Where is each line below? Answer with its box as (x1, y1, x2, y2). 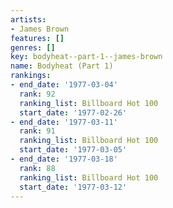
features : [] (10, 33, 65, 43)
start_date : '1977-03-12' (19, 182, 128, 192)
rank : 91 (19, 126, 56, 136)
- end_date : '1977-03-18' (10, 154, 118, 164)
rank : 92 (19, 89, 56, 99)
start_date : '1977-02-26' (19, 107, 128, 118)
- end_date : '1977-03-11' (10, 117, 118, 127)
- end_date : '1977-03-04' (10, 80, 118, 90)
